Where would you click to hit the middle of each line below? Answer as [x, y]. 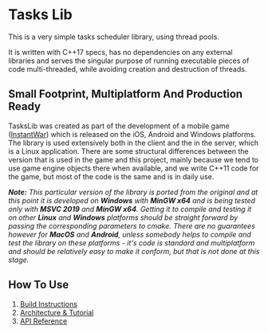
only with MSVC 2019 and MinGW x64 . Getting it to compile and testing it [130, 209]
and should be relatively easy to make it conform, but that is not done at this [134, 251]
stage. [19, 260]
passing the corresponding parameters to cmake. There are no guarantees [132, 225]
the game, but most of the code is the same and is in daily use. [111, 176]
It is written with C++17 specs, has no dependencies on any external [120, 52]
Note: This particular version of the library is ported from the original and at [133, 192]
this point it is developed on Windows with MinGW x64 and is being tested [132, 200]
